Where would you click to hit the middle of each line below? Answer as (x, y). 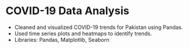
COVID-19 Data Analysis (68, 11)
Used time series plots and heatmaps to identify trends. (83, 33)
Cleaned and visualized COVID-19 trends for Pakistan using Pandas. (98, 27)
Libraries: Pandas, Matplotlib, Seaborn (62, 40)
